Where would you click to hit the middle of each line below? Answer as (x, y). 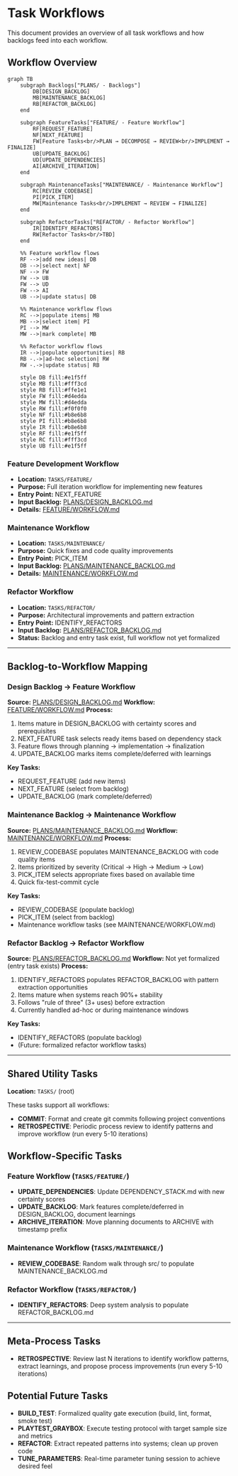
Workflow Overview (52, 63)
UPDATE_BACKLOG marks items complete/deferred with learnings (114, 754)
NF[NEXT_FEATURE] (58, 135)
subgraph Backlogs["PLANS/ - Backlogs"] (80, 85)
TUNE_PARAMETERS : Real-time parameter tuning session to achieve (119, 1458)
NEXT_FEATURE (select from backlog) (73, 789)
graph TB (20, 79)
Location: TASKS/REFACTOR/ (57, 607)
